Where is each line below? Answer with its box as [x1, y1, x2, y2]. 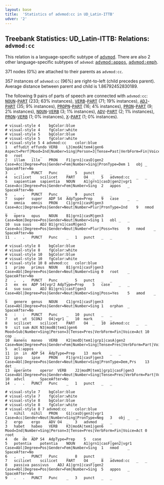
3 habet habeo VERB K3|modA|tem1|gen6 [5, 424, 104, 429]
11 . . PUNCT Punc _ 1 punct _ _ [5, 235, 112, 240]
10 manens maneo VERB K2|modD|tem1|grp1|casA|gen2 [5, 338, 125, 343]
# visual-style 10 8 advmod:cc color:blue [5, 261, 97, 266]
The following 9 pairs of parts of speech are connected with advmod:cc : [5, 93, 148, 99]
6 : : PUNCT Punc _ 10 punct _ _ [5, 312, 112, 317]
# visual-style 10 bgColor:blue [5, 252, 76, 257]
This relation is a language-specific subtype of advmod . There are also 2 [5, 54, 150, 60]
